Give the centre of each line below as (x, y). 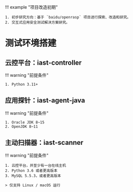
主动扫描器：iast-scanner (44, 143)
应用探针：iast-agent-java (45, 100)
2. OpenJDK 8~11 (21, 126)
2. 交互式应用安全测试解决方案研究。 (37, 22)
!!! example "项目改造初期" (31, 7)
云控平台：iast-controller (43, 62)
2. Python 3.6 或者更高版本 (31, 171)
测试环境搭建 (31, 43)
